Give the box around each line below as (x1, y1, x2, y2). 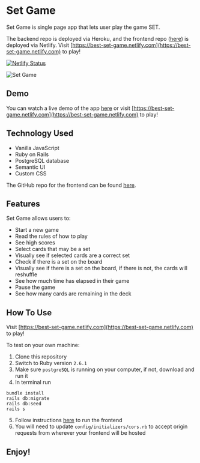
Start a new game (14, 226, 59, 234)
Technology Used (6, 129, 74, 139)
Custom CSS (14, 169, 47, 177)
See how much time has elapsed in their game (14, 277, 130, 285)
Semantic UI (14, 163, 46, 171)
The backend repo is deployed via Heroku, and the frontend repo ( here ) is (6, 35, 189, 42)
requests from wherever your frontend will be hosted (14, 429, 146, 437)
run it (14, 372, 28, 380)
